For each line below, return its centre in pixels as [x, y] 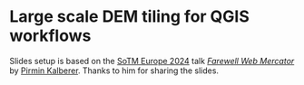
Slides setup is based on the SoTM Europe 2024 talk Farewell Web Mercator [152, 61]
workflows [50, 36]
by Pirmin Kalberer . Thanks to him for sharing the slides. [114, 71]
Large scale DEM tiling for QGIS [129, 17]
